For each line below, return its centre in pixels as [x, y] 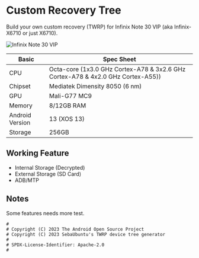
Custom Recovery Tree [64, 10]
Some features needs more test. [45, 213]
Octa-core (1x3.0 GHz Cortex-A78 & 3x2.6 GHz [118, 69]
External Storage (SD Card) [48, 174]
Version [20, 122]
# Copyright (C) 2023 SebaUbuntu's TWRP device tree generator [86, 234]
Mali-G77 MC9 [71, 95]
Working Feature [38, 153]
